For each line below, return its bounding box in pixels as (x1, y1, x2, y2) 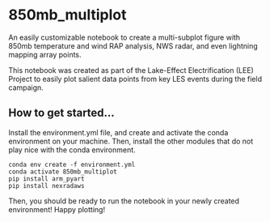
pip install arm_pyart (8, 174, 85, 183)
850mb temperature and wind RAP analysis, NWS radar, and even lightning (8, 41, 259, 50)
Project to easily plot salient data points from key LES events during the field (8, 74, 263, 83)
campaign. (8, 83, 44, 92)
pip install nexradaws (8, 181, 85, 190)
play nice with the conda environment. (8, 144, 136, 155)
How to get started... (8, 106, 115, 120)
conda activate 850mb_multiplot (8, 168, 117, 176)
